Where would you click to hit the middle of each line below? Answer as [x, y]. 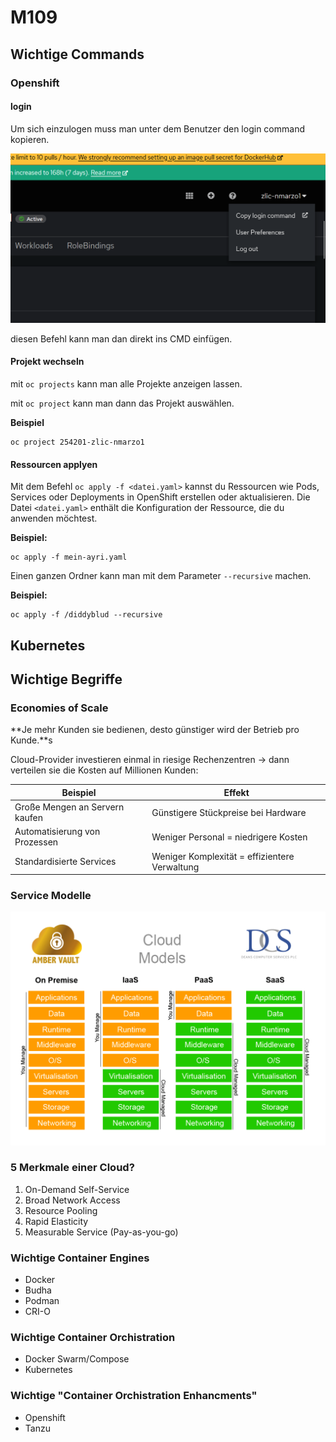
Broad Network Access [72, 1200]
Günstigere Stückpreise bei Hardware [229, 812]
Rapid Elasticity [56, 1221]
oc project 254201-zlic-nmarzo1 [77, 442]
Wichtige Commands [77, 54]
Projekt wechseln [47, 362]
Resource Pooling [61, 1210]
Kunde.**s [31, 740]
